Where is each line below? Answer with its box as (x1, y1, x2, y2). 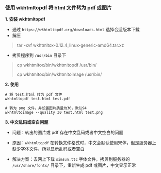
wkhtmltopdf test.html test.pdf (5, 96, 70, 102)
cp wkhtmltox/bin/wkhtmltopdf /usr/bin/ (16, 62, 97, 68)
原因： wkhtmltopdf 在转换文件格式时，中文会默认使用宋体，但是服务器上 (12, 140, 157, 146)
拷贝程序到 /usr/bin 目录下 (12, 52, 66, 58)
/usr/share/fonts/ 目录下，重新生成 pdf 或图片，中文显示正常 (12, 162, 136, 168)
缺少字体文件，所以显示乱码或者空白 (12, 146, 85, 152)
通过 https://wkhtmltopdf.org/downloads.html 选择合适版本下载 (12, 27, 140, 33)
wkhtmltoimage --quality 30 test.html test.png (5, 110, 103, 115)
